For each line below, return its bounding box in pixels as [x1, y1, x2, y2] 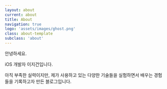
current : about [5, 12, 37, 17]
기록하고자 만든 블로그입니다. [14, 78, 72, 84]
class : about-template [5, 31, 53, 36]
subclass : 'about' [5, 36, 44, 41]
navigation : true [5, 21, 42, 27]
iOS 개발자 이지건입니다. [5, 61, 53, 67]
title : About [5, 17, 33, 22]
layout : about [5, 7, 35, 13]
